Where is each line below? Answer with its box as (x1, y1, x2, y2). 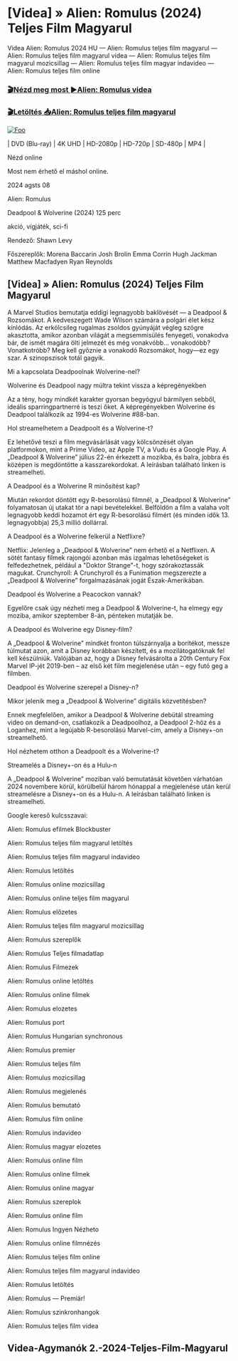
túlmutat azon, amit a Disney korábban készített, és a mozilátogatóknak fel (7, 646, 225, 655)
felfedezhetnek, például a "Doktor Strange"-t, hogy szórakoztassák (7, 560, 204, 569)
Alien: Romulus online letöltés (7, 976, 94, 985)
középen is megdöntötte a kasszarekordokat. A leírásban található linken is (7, 460, 226, 469)
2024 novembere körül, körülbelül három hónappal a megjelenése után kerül (7, 782, 231, 791)
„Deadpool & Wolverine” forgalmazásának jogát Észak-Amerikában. (7, 575, 205, 585)
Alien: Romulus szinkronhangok (7, 1308, 99, 1316)
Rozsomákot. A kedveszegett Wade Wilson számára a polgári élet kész (7, 316, 215, 324)
